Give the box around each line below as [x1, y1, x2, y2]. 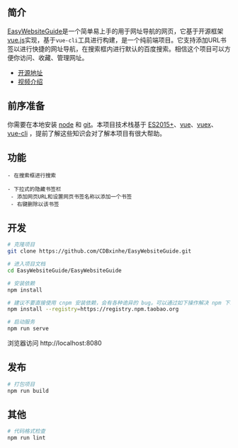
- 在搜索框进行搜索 [7, 172, 57, 179]
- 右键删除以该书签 [10, 201, 59, 208]
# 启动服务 [7, 318, 35, 326]
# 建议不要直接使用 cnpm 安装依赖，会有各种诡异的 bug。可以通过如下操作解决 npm [7, 299, 222, 306]
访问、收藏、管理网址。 [19, 53, 89, 62]
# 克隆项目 [7, 241, 35, 248]
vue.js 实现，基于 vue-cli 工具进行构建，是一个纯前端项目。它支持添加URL [7, 35, 221, 44]
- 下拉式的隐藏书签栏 [7, 186, 62, 193]
